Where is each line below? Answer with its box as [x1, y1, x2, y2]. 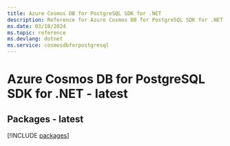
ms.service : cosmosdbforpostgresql [7, 42, 109, 49]
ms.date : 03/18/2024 [7, 23, 67, 29]
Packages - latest [7, 113, 84, 125]
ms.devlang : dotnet [7, 36, 63, 42]
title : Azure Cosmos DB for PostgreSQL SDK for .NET [7, 10, 162, 17]
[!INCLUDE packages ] [7, 132, 70, 139]
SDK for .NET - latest [7, 86, 129, 101]
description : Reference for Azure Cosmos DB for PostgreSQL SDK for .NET [7, 16, 224, 23]
